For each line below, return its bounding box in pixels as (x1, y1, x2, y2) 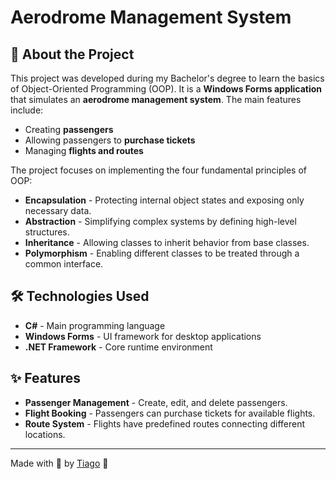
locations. (24, 428, 66, 440)
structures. (24, 226, 70, 238)
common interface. (24, 258, 104, 270)
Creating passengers (24, 124, 114, 135)
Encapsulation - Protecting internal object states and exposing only (24, 194, 305, 206)
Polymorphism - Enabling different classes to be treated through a (24, 247, 300, 259)
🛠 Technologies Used (10, 288, 150, 305)
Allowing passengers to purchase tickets (24, 134, 196, 146)
